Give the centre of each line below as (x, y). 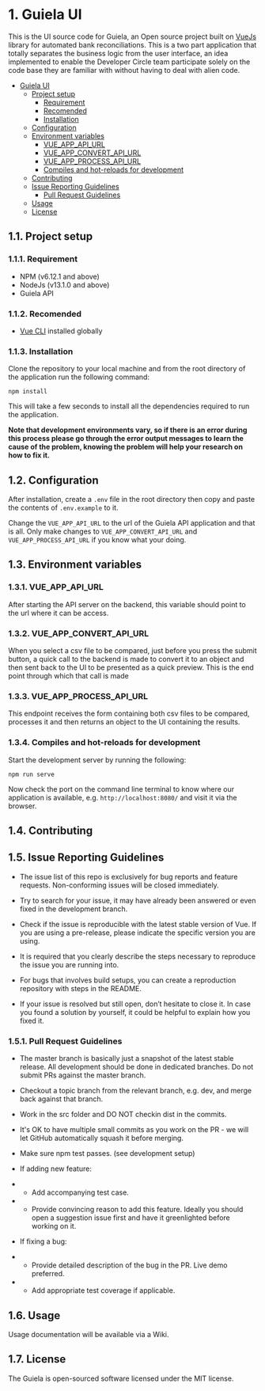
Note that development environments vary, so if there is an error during (128, 430)
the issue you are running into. (69, 964)
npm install (28, 392)
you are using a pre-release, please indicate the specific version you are (137, 933)
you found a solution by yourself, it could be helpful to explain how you (135, 1012)
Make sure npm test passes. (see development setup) (107, 1153)
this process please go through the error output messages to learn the (126, 439)
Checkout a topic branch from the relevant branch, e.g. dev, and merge (135, 1091)
